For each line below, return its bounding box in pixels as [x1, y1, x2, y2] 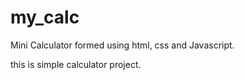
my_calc [10, 6, 80, 29]
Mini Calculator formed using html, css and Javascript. [10, 39, 235, 51]
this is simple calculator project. [10, 58, 142, 70]
